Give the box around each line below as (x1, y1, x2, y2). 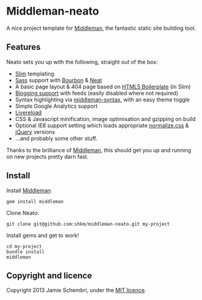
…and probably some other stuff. (15, 134, 98, 142)
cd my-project (6, 243, 43, 249)
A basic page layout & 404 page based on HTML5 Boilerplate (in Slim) (15, 83, 191, 90)
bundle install (6, 248, 45, 255)
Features (6, 42, 41, 52)
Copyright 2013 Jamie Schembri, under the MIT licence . (6, 287, 147, 294)
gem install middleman (6, 198, 64, 204)
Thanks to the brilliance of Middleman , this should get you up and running (6, 146, 192, 153)
